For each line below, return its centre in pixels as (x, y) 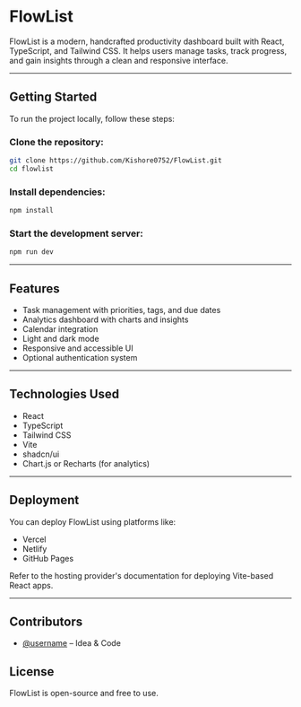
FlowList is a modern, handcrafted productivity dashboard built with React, (147, 41)
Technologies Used (64, 394)
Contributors (46, 621)
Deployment (44, 500)
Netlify (34, 548)
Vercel (34, 539)
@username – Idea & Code (71, 643)
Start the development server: (76, 233)
